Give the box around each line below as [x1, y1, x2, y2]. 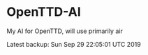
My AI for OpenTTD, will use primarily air [6, 27, 123, 35]
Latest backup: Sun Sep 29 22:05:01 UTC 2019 [6, 40, 141, 48]
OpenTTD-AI [6, 4, 81, 20]
